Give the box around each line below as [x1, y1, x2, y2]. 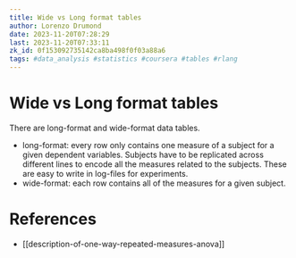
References [9, 209, 97, 229]
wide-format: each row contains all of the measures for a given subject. [21, 178, 286, 188]
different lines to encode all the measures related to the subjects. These [21, 158, 288, 170]
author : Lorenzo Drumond [9, 21, 102, 30]
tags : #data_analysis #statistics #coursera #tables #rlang [9, 54, 239, 63]
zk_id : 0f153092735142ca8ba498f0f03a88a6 [9, 46, 166, 55]
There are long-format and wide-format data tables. [9, 122, 200, 133]
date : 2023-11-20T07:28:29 [9, 29, 110, 38]
